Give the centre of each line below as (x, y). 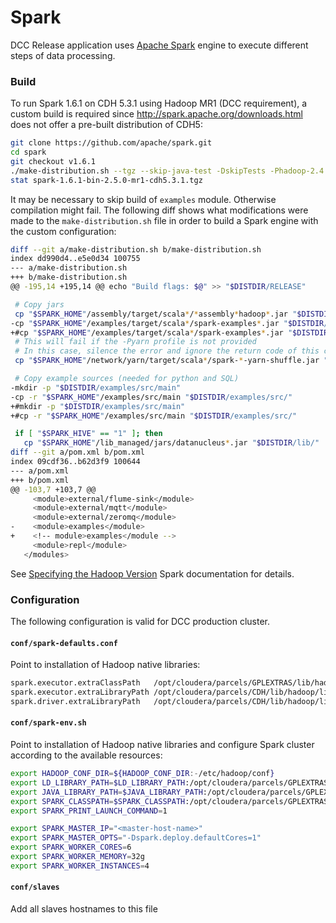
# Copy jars (39, 304)
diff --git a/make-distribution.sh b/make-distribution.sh (136, 249)
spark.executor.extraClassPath (75, 683)
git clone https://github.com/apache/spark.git (111, 143)
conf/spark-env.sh (48, 723)
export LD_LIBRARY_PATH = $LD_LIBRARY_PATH (98, 782)
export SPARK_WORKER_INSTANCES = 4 (80, 866)
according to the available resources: (86, 755)
